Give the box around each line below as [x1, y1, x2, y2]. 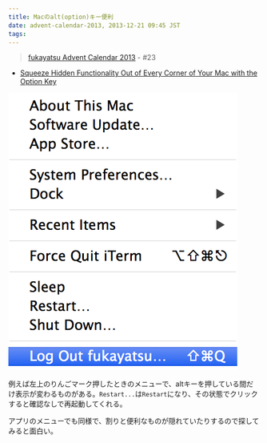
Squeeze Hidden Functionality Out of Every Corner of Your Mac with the [19, 68, 258, 78]
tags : [8, 30, 26, 38]
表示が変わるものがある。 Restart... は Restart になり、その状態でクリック [14, 389, 258, 399]
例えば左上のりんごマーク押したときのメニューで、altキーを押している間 [8, 379, 247, 389]
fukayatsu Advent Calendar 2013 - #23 [27, 53, 156, 62]
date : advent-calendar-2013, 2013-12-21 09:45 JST [8, 21, 181, 30]
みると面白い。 [8, 426, 58, 436]
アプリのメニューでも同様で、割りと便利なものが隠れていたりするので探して [8, 417, 260, 426]
